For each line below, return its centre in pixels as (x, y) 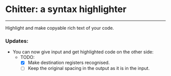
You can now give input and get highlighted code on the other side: (83, 52)
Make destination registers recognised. (69, 63)
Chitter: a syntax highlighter (66, 9)
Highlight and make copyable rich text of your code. (60, 28)
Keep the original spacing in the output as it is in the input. (89, 68)
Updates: (17, 41)
